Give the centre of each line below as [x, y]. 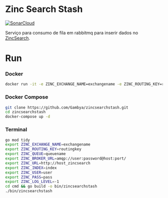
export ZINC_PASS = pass [29, 177]
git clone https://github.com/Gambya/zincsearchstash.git [67, 107]
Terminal [16, 129]
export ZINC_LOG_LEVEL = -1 [32, 182]
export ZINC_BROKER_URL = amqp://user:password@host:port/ [66, 158]
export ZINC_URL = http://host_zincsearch [48, 163]
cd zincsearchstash [25, 112]
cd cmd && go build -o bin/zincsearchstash [51, 186]
